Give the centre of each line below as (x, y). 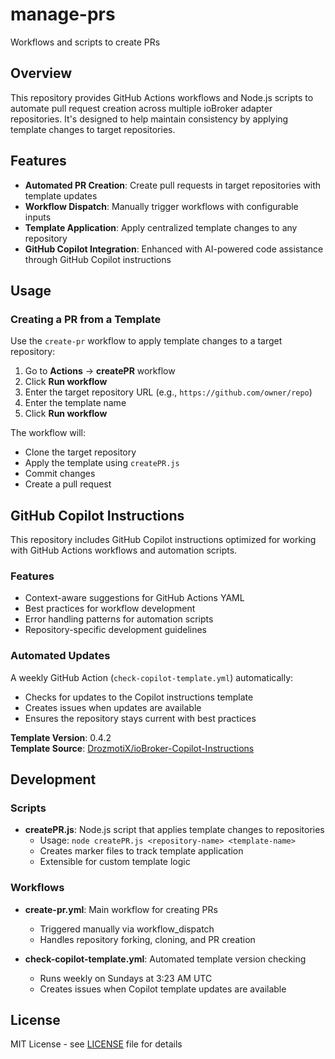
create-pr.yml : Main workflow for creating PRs (121, 909)
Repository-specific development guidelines (115, 630)
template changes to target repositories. (93, 129)
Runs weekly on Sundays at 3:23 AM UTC (126, 978)
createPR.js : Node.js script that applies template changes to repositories (174, 830)
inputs (38, 217)
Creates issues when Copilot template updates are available (163, 989)
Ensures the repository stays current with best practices (140, 718)
